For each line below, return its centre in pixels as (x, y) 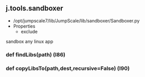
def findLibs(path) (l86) (36, 55)
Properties (24, 26)
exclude (29, 31)
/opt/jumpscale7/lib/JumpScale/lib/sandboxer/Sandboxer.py (76, 20)
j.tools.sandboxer (34, 8)
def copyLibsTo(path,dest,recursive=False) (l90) (68, 68)
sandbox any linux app (29, 41)
